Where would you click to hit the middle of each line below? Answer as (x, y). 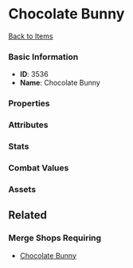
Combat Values (39, 167)
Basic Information (43, 57)
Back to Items (31, 36)
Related (28, 216)
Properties (29, 103)
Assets (22, 189)
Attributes (28, 125)
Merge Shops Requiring (55, 238)
